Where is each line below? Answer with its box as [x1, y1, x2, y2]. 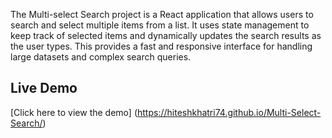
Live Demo [10, 80, 78, 97]
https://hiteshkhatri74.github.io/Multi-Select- [137, 106, 322, 118]
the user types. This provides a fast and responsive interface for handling [10, 40, 313, 52]
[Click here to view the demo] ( [10, 106, 138, 118]
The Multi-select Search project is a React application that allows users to [10, 9, 314, 20]
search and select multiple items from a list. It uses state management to [10, 19, 310, 31]
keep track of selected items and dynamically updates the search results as [10, 30, 322, 41]
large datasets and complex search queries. [10, 51, 192, 63]
